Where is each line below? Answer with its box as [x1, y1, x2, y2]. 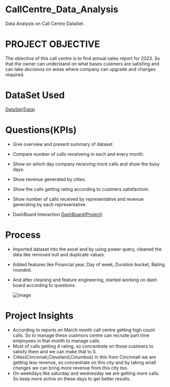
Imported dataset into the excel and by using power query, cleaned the [12, 246, 162, 252]
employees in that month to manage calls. [12, 337, 101, 344]
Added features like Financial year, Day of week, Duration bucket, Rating [12, 261, 165, 268]
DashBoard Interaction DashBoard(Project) [12, 211, 103, 217]
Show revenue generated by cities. [12, 176, 86, 182]
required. [5, 71, 25, 78]
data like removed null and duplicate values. [12, 251, 106, 257]
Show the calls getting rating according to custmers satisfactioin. [12, 186, 150, 192]
